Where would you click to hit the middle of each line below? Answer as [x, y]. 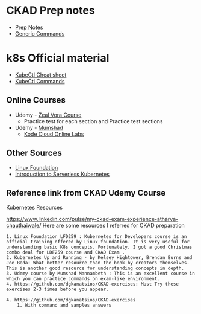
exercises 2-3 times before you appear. [58, 290]
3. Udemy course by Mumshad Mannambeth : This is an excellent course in [101, 274]
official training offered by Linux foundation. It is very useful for [98, 242]
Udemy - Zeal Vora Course [48, 115]
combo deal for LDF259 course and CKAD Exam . [66, 252]
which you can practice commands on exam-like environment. [83, 279]
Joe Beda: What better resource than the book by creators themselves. [98, 263]
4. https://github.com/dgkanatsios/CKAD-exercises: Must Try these [93, 284]
